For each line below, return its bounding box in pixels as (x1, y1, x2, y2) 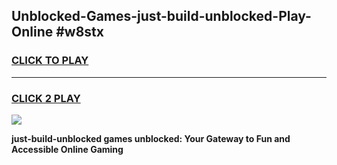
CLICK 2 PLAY (11, 91, 81, 105)
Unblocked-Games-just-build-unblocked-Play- (11, 8, 312, 25)
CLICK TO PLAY (11, 54, 89, 68)
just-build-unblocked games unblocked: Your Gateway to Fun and (11, 132, 291, 144)
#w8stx (55, 24, 104, 41)
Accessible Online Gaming (11, 143, 124, 155)
